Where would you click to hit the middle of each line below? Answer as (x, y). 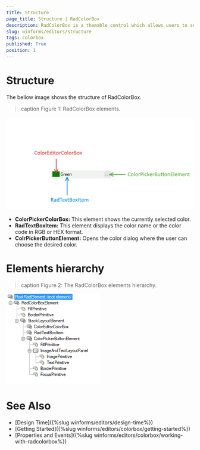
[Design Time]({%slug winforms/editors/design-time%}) (84, 422)
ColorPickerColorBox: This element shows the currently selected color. (103, 219)
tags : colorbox (25, 38)
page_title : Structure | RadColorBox (53, 19)
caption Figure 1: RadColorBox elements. (71, 109)
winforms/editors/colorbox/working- (138, 435)
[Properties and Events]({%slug (54, 435)
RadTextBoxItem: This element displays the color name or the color (98, 225)
